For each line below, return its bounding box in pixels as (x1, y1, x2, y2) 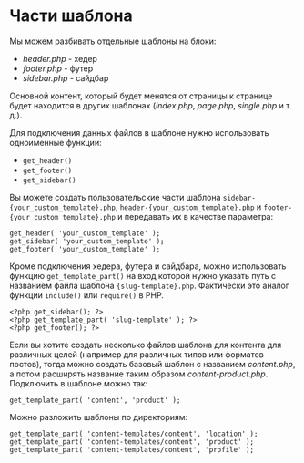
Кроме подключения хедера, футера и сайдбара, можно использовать (9, 261, 287, 272)
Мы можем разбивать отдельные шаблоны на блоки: (9, 36, 217, 46)
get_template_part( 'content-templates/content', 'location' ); (9, 429, 258, 438)
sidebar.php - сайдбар (22, 72, 109, 83)
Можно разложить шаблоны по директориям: (9, 411, 188, 422)
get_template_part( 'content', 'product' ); (9, 396, 181, 405)
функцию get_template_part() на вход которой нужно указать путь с (9, 270, 277, 281)
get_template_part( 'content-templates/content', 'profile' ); (9, 445, 255, 454)
